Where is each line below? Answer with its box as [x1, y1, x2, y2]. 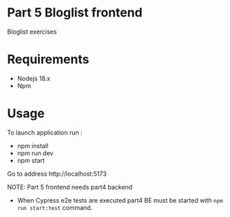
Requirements [7, 52, 90, 67]
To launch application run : [7, 128, 83, 137]
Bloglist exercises [7, 27, 57, 36]
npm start [17, 156, 45, 164]
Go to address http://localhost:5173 [7, 170, 107, 178]
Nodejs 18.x [17, 74, 50, 82]
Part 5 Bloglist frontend [7, 5, 143, 21]
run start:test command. [17, 203, 93, 212]
